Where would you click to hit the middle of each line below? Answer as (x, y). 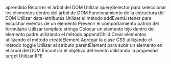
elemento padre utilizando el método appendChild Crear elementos (76, 34)
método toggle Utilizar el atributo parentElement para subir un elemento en (84, 45)
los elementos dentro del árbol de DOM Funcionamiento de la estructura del (85, 13)
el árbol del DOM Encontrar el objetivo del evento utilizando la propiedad (82, 51)
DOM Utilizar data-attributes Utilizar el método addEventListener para (78, 18)
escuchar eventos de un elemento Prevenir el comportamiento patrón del (82, 23)
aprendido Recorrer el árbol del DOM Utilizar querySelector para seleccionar (86, 7)
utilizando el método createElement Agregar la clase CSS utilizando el (79, 40)
